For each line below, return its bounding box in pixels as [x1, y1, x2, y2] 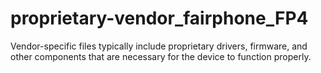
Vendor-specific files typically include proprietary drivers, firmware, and [10, 40, 308, 52]
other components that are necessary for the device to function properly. [10, 50, 312, 62]
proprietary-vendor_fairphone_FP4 [10, 7, 309, 30]
